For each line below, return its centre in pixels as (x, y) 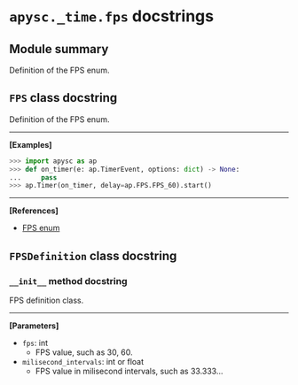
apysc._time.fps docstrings (112, 16)
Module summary (59, 49)
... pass (33, 177)
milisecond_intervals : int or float (83, 362)
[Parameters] (34, 326)
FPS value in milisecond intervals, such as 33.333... (129, 371)
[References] (34, 211)
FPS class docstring (63, 98)
